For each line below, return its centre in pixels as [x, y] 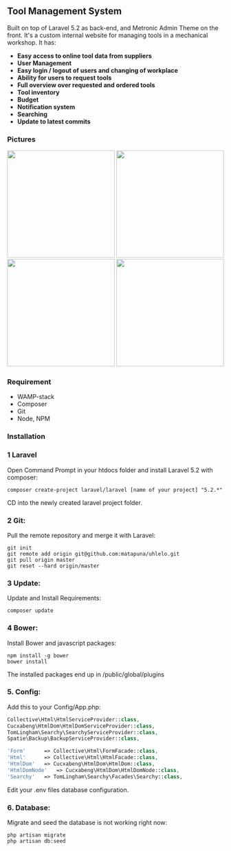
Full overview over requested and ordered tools [86, 84]
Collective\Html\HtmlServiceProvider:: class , [73, 719]
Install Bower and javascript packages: [62, 643]
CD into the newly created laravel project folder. [75, 502]
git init [20, 548]
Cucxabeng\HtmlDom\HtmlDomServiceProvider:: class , [81, 726]
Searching [32, 114]
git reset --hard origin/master [53, 566]
